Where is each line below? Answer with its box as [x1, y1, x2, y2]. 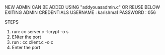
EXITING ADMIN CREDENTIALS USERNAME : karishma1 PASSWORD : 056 [4, 9, 156, 15]
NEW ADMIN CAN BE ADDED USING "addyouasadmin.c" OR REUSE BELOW [4, 4, 160, 10]
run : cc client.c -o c [11, 39, 53, 45]
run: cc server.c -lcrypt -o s [11, 29, 69, 34]
